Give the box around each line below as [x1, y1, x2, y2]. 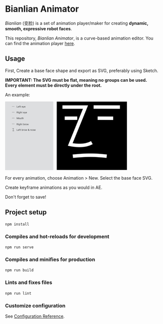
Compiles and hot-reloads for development [5, 233, 110, 240]
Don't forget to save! [5, 194, 46, 200]
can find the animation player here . [5, 40, 76, 46]
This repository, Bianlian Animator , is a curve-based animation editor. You [5, 35, 154, 41]
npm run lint [5, 291, 32, 296]
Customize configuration [5, 302, 66, 309]
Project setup [5, 208, 47, 216]
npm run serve [5, 245, 34, 250]
